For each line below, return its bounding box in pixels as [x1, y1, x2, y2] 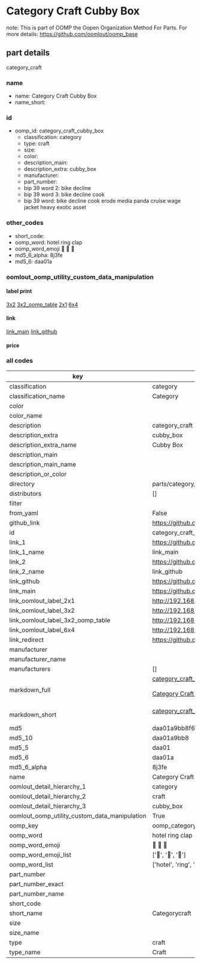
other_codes [6, 219, 44, 227]
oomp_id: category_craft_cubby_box [14, 127, 104, 134]
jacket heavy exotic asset [23, 204, 87, 211]
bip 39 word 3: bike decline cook [23, 191, 105, 198]
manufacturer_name [9, 655, 66, 663]
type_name [9, 948, 41, 956]
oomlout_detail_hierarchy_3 [9, 802, 86, 810]
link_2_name [9, 567, 45, 576]
